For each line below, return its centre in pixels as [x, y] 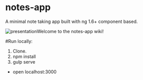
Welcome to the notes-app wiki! [70, 31]
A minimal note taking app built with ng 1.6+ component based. [71, 21]
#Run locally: [19, 41]
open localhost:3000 [35, 72]
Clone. [20, 51]
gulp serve [24, 62]
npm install [24, 56]
